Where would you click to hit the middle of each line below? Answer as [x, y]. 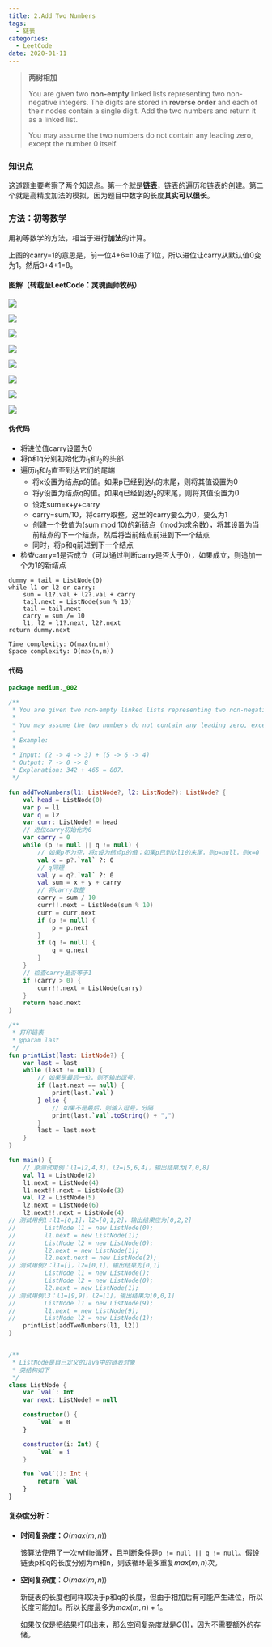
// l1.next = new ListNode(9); [74, 1311]
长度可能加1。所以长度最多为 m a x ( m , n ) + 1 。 [93, 1607]
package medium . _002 [43, 688]
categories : [28, 38]
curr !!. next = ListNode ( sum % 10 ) [96, 906]
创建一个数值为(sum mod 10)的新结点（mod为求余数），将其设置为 [142, 525]
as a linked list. [53, 119]
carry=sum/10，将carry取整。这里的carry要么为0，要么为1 [130, 515]
